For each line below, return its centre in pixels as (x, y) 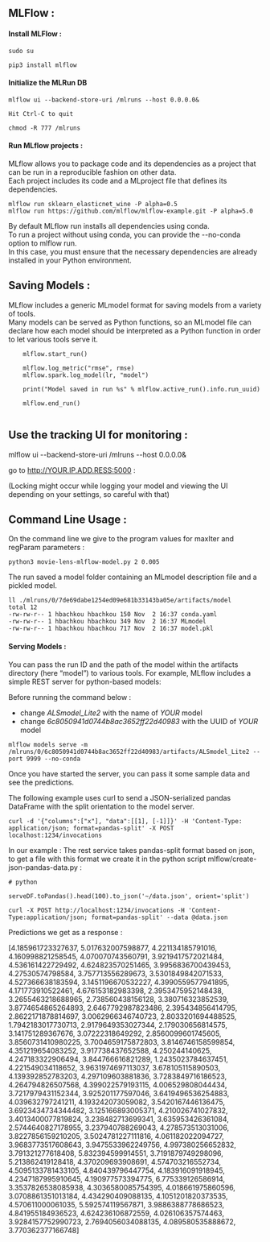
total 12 (23, 607)
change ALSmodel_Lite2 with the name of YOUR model (111, 713)
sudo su (21, 51)
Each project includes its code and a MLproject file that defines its (118, 181)
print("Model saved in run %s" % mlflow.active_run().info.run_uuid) (142, 389)
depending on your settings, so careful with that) (89, 494)
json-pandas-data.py (43, 867)
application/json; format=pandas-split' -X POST (91, 828)
